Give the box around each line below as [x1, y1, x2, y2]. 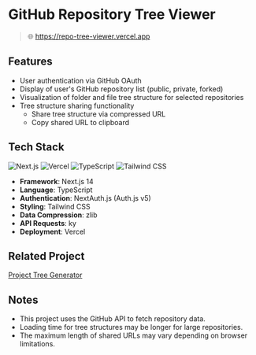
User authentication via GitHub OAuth [19, 76, 142, 85]
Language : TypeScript [19, 185, 93, 194]
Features [8, 55, 53, 68]
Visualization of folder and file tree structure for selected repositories [19, 92, 244, 102]
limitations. [19, 339, 55, 349]
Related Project [8, 250, 85, 263]
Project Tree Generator [8, 270, 83, 280]
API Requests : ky [19, 218, 77, 227]
